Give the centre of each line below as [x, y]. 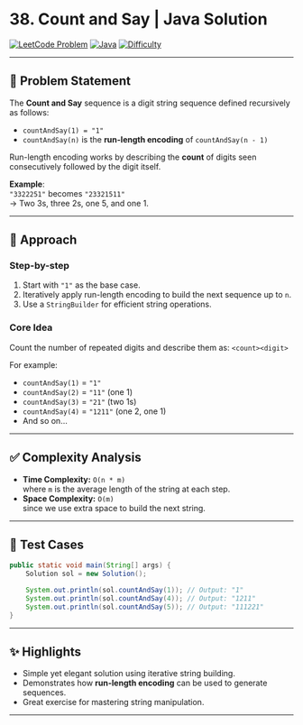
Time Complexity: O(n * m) [74, 479]
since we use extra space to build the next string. [114, 508]
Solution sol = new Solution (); [86, 574]
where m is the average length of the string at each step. [126, 489]
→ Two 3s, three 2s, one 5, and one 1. [79, 203]
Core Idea [31, 327]
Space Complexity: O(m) [68, 498]
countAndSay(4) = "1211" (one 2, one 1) [94, 411]
